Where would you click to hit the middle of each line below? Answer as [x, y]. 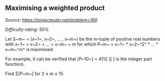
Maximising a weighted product [55, 8]
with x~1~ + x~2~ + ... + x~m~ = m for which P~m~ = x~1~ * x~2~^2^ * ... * [82, 44]
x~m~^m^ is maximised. [30, 49]
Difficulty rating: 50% [27, 29]
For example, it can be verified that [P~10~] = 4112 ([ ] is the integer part [79, 59]
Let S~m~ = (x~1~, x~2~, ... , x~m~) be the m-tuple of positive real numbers [83, 39]
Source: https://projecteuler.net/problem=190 [51, 20]
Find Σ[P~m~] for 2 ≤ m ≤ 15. [35, 74]
